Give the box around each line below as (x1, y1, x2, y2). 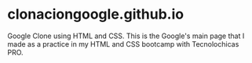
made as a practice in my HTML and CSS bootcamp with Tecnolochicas (7, 39, 239, 48)
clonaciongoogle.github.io (7, 5, 184, 23)
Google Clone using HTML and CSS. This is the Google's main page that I (7, 31, 245, 40)
